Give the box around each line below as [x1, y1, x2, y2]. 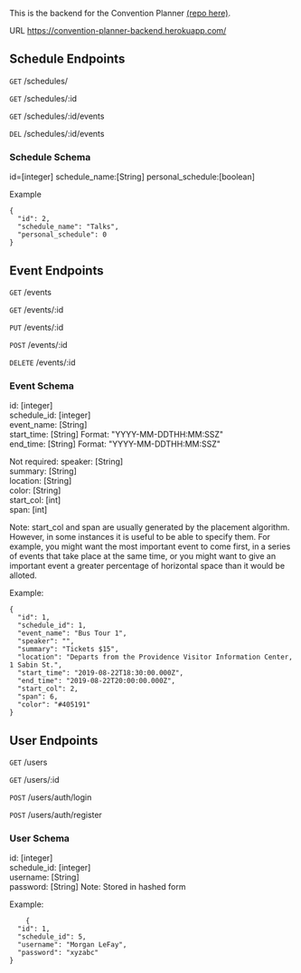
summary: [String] [9, 466, 77, 477]
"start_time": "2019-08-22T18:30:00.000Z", [17, 669, 183, 678]
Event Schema [9, 380, 74, 392]
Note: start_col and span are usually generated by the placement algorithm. [9, 522, 290, 533]
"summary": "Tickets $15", [17, 645, 119, 654]
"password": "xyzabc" [17, 949, 99, 958]
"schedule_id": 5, [17, 932, 88, 941]
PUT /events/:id [9, 322, 64, 332]
